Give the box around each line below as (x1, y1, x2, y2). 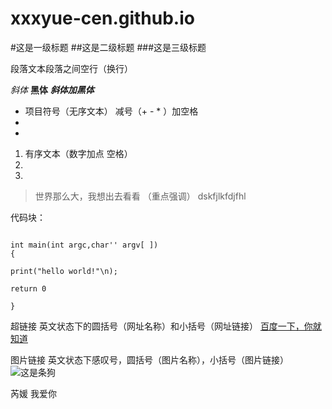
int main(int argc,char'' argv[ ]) (10, 240, 159, 250)
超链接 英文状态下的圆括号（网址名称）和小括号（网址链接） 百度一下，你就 (10, 320, 322, 332)
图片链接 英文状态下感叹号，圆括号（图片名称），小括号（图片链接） (10, 353, 289, 366)
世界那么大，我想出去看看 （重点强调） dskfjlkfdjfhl (34, 190, 247, 202)
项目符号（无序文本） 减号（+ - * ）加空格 (24, 105, 199, 117)
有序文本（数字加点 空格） (24, 147, 133, 159)
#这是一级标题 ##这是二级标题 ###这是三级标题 (10, 41, 207, 53)
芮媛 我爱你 (10, 387, 57, 399)
